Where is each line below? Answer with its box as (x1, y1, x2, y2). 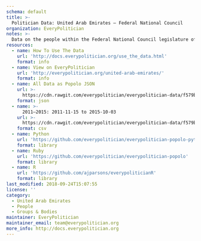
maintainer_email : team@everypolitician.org (6, 220, 119, 226)
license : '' (6, 187, 36, 193)
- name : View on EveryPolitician (11, 64, 95, 71)
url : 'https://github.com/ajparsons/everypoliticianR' (17, 170, 157, 176)
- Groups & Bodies (11, 209, 58, 215)
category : (6, 192, 31, 198)
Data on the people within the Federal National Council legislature (11, 36, 188, 42)
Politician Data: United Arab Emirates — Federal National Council (11, 20, 184, 26)
